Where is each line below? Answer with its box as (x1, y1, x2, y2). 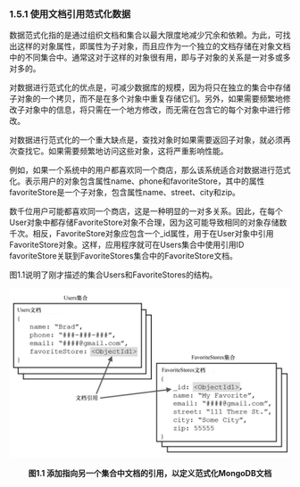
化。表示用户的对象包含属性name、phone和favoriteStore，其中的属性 (9, 176, 265, 186)
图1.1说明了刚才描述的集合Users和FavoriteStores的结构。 (9, 269, 218, 280)
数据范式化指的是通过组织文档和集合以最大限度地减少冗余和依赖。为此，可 (9, 29, 283, 41)
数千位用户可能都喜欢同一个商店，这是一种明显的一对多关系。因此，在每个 (9, 206, 283, 217)
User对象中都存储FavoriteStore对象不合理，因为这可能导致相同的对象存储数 (9, 217, 287, 228)
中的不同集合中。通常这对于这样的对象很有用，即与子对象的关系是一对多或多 (9, 52, 291, 63)
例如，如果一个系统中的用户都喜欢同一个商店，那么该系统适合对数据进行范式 (9, 165, 291, 176)
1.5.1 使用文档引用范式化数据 (9, 7, 131, 20)
